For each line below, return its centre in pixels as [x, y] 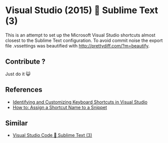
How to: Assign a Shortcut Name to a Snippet [60, 107]
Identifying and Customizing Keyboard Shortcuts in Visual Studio [80, 102]
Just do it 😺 [18, 74]
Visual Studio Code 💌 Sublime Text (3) [52, 135]
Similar [16, 123]
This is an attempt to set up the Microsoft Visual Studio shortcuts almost [80, 35]
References [24, 90]
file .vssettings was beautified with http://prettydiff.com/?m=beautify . [77, 45]
